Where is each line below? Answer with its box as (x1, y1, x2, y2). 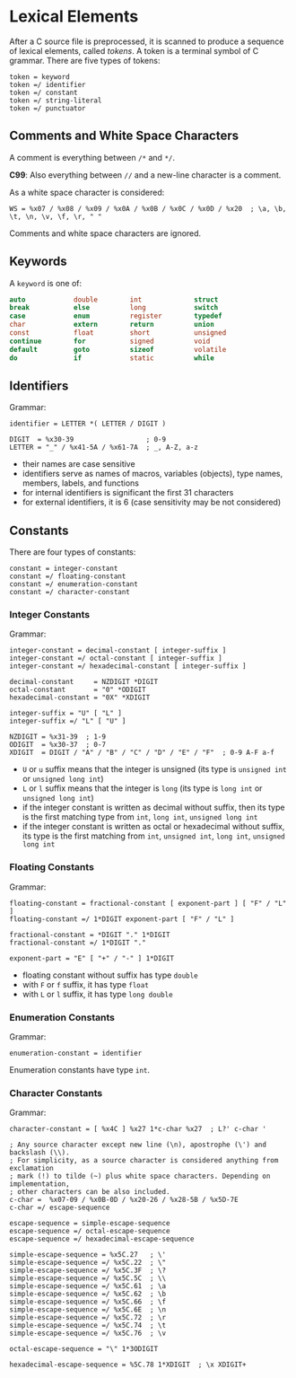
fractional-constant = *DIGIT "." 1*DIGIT (9, 930, 170, 939)
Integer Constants (9, 609, 91, 621)
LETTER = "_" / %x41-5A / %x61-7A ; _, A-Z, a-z (9, 443, 199, 452)
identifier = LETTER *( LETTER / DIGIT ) (9, 419, 167, 428)
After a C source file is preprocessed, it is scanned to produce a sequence (9, 36, 284, 47)
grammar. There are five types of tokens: (9, 55, 161, 66)
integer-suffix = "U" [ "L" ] (9, 709, 123, 718)
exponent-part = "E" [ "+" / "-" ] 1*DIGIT (9, 953, 175, 962)
